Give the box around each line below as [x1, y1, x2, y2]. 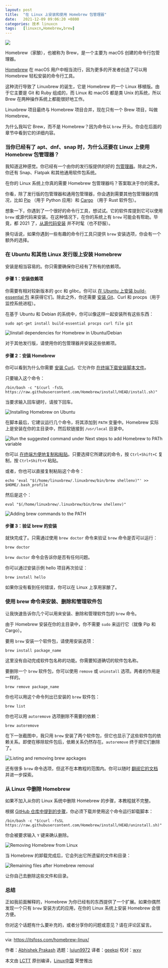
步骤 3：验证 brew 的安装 [5, 523, 57, 529]
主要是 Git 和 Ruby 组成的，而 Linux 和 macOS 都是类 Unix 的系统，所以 [13, 90, 161, 96]
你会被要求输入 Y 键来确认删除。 [5, 832, 71, 838]
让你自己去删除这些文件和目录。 [5, 872, 71, 879]
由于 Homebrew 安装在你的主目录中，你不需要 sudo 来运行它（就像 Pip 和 [5, 621, 156, 627]
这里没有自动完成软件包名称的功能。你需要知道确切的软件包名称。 [5, 657, 141, 664]
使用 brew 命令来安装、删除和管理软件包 [5, 598, 102, 605]
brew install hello [5, 575, 46, 580]
